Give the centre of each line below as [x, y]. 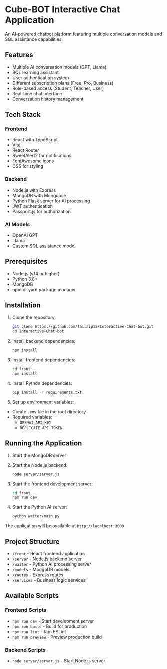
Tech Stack [23, 114]
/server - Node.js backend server [47, 559]
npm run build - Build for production [50, 626]
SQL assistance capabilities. [34, 39]
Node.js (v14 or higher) [36, 273]
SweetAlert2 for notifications [42, 156]
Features [19, 55]
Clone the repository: [34, 317]
